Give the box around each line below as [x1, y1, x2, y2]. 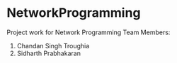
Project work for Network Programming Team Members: [6, 28, 171, 36]
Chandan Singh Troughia [16, 41, 90, 50]
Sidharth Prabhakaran [16, 49, 81, 57]
